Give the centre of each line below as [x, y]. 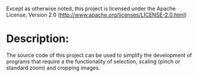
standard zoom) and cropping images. [53, 68]
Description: [38, 39]
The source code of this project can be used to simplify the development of [99, 55]
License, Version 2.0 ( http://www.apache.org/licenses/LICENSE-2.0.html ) [97, 15]
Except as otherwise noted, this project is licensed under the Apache [91, 9]
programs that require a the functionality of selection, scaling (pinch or [93, 61]
